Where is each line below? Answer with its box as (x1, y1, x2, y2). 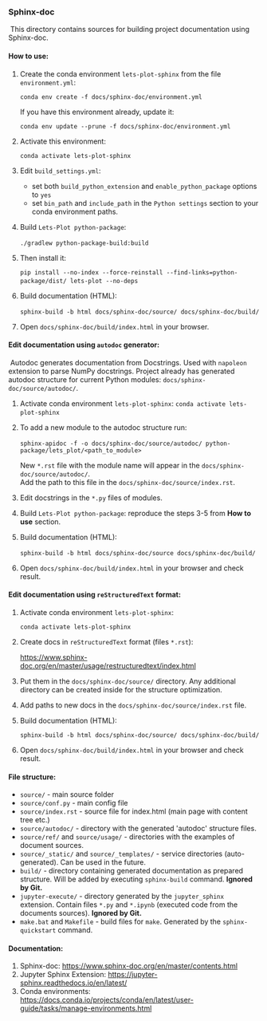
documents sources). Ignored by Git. (19, 909, 142, 918)
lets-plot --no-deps (70, 277, 139, 285)
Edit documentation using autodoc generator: (8, 340, 160, 349)
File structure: (8, 772, 57, 782)
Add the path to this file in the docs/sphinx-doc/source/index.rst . (19, 477, 235, 487)
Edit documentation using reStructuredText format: (8, 589, 182, 600)
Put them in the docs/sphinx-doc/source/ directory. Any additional (19, 676, 237, 686)
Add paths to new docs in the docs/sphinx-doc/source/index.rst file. (19, 700, 247, 710)
